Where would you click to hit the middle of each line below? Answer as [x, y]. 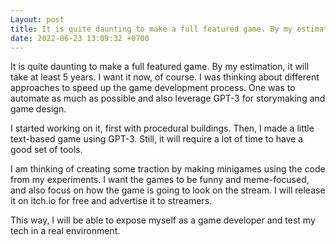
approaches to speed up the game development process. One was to [153, 88]
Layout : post [37, 19]
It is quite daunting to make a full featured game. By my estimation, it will [160, 67]
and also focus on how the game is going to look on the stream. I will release [168, 190]
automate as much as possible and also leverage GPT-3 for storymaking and [168, 98]
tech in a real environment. [65, 231]
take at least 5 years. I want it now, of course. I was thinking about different [165, 77]
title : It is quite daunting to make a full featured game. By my [151, 29]
